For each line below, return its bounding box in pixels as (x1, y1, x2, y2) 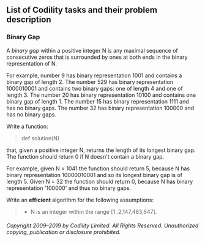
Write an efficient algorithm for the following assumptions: (6, 196, 154, 203)
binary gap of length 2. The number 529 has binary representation (6, 78, 174, 85)
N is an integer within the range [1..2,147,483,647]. (30, 208, 157, 215)
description (6, 15, 51, 25)
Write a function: (6, 123, 48, 130)
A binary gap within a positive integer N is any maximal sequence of (6, 47, 179, 54)
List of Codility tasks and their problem (6, 5, 158, 15)
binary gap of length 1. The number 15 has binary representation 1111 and (6, 97, 189, 105)
